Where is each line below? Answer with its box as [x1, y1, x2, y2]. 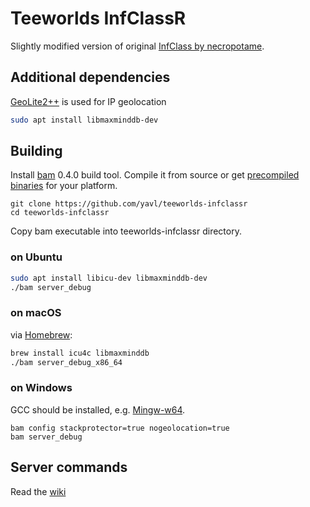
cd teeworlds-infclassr [10, 208, 110, 218]
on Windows [10, 381, 73, 395]
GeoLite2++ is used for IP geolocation [10, 95, 167, 107]
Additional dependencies [10, 69, 171, 86]
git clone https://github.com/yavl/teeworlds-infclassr [10, 199, 248, 209]
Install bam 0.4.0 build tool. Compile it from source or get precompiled [10, 169, 300, 181]
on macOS [10, 306, 62, 320]
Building [10, 143, 63, 160]
